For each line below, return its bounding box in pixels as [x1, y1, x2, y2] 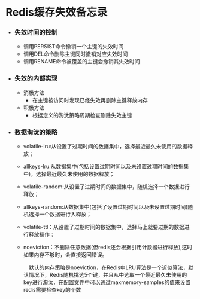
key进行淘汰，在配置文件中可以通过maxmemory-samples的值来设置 [23, 279, 191, 286]
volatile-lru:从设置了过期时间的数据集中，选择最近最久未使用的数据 [23, 143, 188, 150]
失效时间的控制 [14, 28, 58, 36]
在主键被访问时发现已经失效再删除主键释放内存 [32, 96, 148, 103]
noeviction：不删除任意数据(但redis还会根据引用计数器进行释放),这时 [23, 243, 193, 251]
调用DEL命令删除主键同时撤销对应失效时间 [23, 50, 128, 57]
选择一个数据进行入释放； [28, 210, 92, 218]
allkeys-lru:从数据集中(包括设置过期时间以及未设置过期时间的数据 [23, 163, 184, 170]
